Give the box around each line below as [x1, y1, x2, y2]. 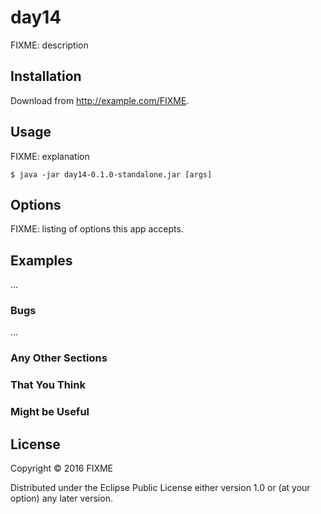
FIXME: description [10, 39, 89, 51]
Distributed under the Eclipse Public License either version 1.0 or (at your [10, 482, 311, 494]
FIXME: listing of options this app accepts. [10, 223, 184, 235]
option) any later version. [10, 492, 113, 505]
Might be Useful [10, 405, 90, 419]
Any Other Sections [10, 351, 108, 365]
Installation [10, 68, 82, 85]
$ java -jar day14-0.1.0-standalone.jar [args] [10, 169, 213, 180]
